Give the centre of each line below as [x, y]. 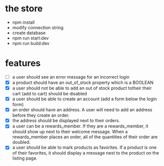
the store [24, 9]
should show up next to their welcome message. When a [70, 132]
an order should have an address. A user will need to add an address [82, 110]
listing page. [25, 158]
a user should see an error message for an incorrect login [71, 77]
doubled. [21, 142]
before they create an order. [41, 115]
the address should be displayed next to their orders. [66, 121]
